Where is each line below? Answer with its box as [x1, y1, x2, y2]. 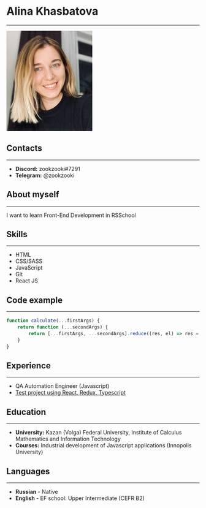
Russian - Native [15, 488, 58, 495]
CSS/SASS [15, 257, 43, 265]
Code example [6, 295, 63, 305]
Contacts [6, 143, 43, 154]
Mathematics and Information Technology [15, 435, 121, 442]
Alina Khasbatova [6, 4, 99, 18]
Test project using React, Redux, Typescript [15, 389, 126, 396]
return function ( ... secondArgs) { [17, 324, 109, 330]
